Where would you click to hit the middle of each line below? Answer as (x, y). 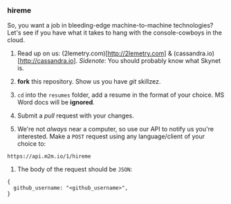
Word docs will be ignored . (56, 102)
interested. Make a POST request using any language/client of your (111, 136)
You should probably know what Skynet (164, 61)
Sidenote (92, 61)
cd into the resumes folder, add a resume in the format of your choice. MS (121, 95)
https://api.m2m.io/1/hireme (49, 157)
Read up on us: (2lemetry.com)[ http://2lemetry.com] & (94, 53)
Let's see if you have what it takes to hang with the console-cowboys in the (115, 33)
